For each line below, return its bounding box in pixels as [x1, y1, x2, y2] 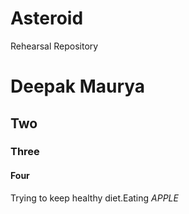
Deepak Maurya [10, 75, 146, 98]
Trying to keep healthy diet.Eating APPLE [10, 192, 179, 204]
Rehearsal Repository [10, 40, 99, 52]
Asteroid [10, 7, 84, 30]
